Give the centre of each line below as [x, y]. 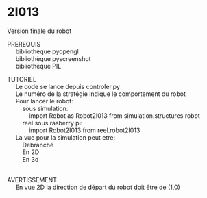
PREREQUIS [24, 44]
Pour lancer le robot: [44, 101]
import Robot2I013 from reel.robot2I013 [85, 130]
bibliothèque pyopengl [47, 51]
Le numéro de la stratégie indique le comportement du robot [101, 94]
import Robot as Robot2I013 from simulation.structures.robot [114, 115]
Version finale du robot [39, 31]
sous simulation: [45, 108]
